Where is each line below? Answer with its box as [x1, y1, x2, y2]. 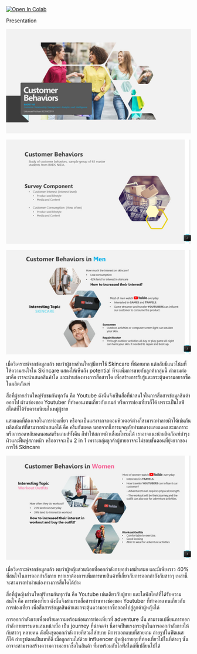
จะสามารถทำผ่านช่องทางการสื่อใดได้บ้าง [6, 579, 81, 586]
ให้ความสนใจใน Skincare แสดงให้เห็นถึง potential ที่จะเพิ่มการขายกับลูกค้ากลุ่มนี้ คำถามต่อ [6, 367, 186, 374]
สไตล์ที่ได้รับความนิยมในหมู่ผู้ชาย [6, 405, 69, 412]
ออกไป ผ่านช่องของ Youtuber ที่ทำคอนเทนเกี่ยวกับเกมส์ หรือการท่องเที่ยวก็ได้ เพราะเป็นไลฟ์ [6, 399, 185, 406]
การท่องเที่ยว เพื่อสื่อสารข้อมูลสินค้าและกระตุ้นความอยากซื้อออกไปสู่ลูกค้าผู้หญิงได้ [6, 604, 160, 611]
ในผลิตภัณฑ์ [6, 380, 30, 387]
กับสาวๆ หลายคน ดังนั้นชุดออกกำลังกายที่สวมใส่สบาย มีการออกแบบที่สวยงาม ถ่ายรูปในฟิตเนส [6, 629, 184, 636]
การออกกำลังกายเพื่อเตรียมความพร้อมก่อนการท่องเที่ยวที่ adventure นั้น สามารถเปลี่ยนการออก [6, 616, 190, 623]
